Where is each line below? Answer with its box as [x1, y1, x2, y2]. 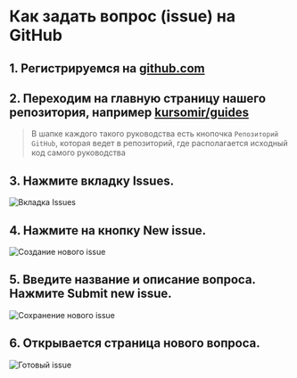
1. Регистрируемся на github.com [9, 61, 205, 76]
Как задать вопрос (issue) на [9, 6, 236, 27]
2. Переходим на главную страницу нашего [9, 91, 266, 106]
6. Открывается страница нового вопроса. [9, 336, 260, 351]
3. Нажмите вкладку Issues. [9, 173, 175, 188]
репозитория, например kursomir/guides [9, 104, 250, 119]
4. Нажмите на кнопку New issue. [9, 223, 207, 238]
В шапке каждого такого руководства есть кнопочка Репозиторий [30, 128, 279, 139]
